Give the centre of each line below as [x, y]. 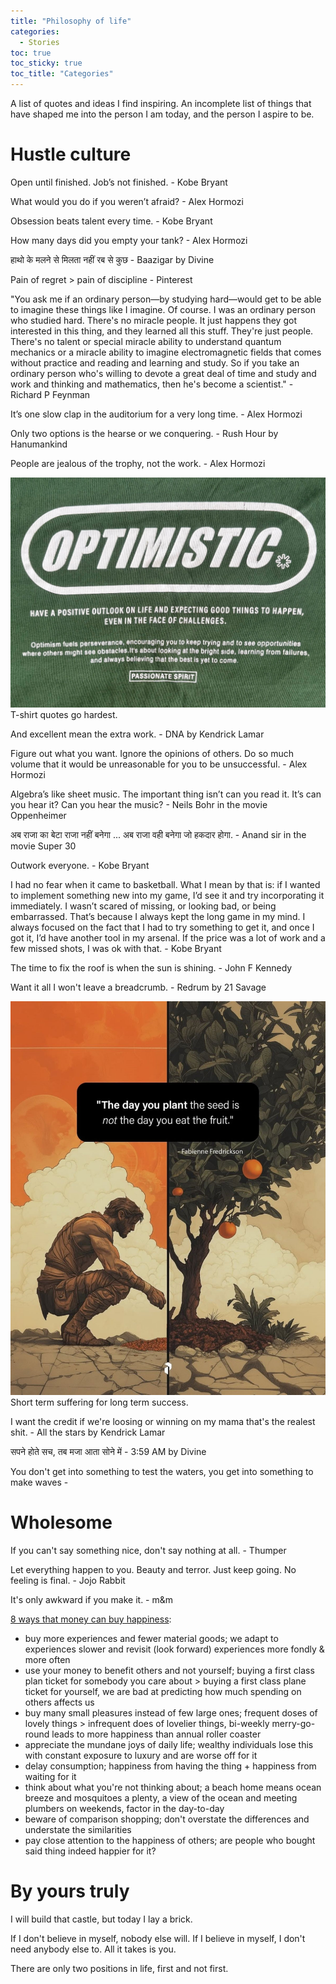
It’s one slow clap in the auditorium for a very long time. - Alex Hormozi [156, 414]
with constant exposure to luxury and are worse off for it [141, 1756]
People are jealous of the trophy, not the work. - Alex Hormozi [138, 463]
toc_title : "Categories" [62, 74]
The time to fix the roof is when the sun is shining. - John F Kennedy [151, 968]
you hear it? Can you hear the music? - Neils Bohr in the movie [139, 805]
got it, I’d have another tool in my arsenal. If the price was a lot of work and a [168, 938]
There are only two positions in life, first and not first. [119, 1969]
